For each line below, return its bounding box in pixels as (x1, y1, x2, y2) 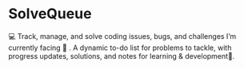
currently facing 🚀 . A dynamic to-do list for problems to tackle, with (8, 43, 232, 52)
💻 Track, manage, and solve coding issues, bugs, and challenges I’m (8, 31, 237, 40)
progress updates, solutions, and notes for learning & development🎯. (8, 51, 235, 60)
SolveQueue (8, 5, 92, 23)
